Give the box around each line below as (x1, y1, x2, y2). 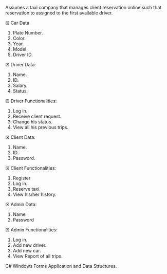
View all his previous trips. (12, 124, 68, 130)
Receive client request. (12, 113, 62, 119)
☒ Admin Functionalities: (5, 227, 58, 233)
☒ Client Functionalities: (5, 165, 57, 171)
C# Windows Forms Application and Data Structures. (5, 263, 117, 269)
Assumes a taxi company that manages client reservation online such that (5, 5, 162, 10)
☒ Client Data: (5, 134, 35, 140)
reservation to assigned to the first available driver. (5, 10, 113, 16)
